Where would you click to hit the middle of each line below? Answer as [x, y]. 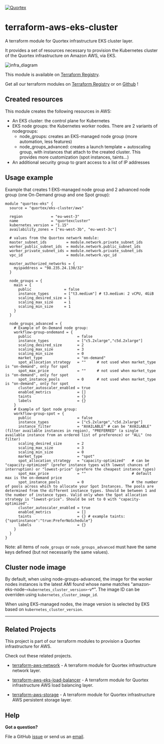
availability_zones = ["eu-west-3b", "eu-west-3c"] [63, 229]
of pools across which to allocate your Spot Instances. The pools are [79, 486]
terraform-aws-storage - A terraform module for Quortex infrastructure [83, 695]
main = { [23, 285]
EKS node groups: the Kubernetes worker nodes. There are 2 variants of [85, 126]
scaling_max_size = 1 [44, 302]
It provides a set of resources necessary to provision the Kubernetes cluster [82, 50]
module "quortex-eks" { [29, 204]
